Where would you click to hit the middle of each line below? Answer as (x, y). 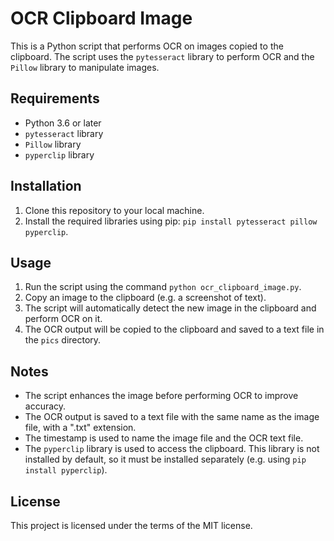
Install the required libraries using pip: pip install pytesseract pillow (171, 221)
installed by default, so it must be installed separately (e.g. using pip (165, 459)
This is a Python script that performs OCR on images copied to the (147, 46)
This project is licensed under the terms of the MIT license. (131, 525)
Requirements (55, 98)
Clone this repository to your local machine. (114, 210)
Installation (46, 186)
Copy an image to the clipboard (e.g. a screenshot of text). (145, 298)
